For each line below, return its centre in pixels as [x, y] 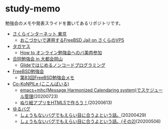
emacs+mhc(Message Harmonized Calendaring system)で [80, 90]
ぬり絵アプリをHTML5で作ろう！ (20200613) [66, 102]
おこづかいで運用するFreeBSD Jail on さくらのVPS [72, 40]
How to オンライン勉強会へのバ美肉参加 [61, 52]
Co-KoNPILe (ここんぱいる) [41, 83]
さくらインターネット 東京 [39, 33]
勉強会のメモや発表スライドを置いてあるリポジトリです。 [64, 23]
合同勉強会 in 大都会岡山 [38, 58]
